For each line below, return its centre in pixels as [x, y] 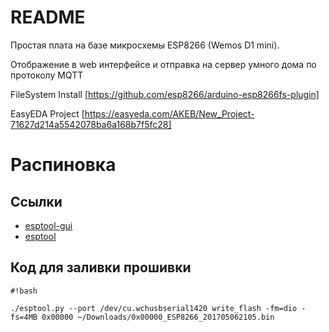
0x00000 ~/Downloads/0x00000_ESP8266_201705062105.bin [158, 317]
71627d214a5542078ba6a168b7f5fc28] [91, 124]
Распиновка [63, 165]
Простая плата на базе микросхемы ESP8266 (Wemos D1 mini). [145, 45]
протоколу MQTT [47, 75]
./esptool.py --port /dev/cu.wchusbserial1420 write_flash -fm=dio [154, 308]
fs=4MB [24, 317]
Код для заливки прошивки [101, 267]
